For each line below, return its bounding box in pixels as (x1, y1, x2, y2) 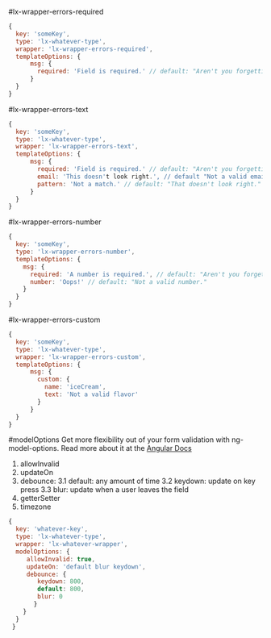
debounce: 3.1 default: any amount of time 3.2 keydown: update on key (19, 476, 256, 486)
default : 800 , (37, 585, 85, 594)
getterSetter (19, 494, 60, 503)
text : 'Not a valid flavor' (44, 390, 139, 398)
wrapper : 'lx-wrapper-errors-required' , (15, 44, 153, 53)
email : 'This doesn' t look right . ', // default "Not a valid (37, 173, 248, 181)
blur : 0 (37, 593, 63, 601)
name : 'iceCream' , (44, 383, 106, 391)
